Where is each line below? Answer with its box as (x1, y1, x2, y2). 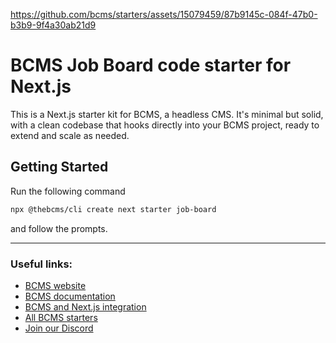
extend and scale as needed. (10, 129, 130, 141)
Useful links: (10, 257, 73, 271)
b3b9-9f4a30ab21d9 (10, 19, 97, 31)
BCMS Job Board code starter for (10, 54, 292, 77)
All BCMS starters (24, 311, 98, 323)
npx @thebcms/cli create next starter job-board (10, 204, 217, 214)
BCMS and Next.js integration (24, 300, 147, 313)
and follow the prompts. (10, 222, 108, 234)
